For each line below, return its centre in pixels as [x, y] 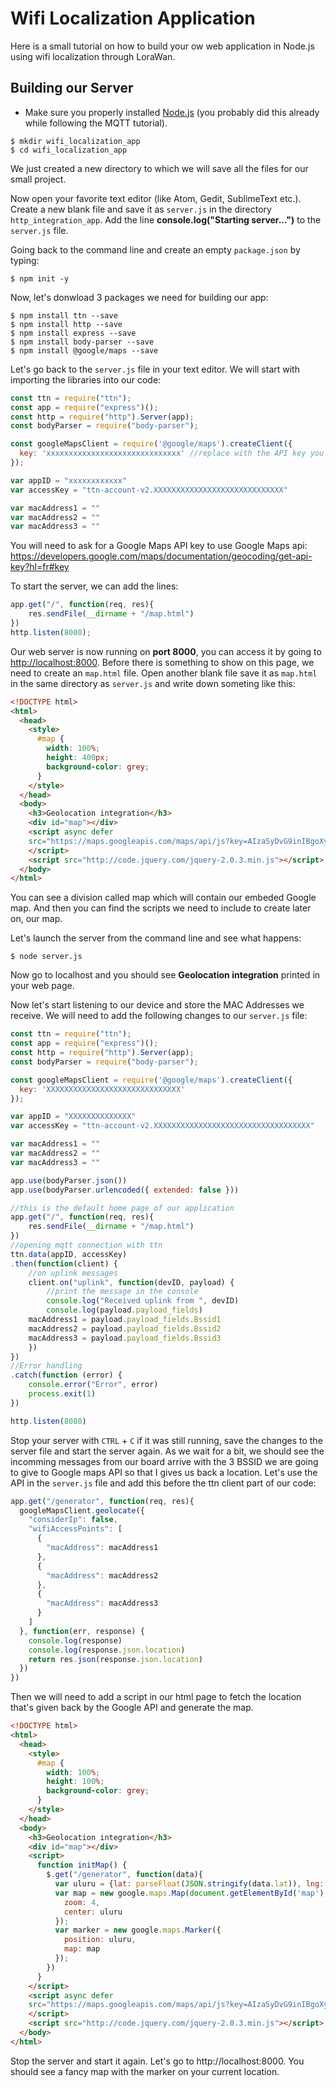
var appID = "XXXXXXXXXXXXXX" [73, 1117]
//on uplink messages [73, 1273]
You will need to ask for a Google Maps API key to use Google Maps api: [159, 546]
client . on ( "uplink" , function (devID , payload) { [131, 1282]
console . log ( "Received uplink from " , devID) [143, 1301]
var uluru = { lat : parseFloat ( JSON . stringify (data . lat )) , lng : [189, 1884]
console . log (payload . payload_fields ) [124, 1310]
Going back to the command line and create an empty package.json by [155, 249]
